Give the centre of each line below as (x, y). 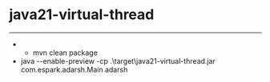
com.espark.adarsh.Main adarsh (74, 69)
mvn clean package (65, 53)
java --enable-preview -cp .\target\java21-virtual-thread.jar (118, 61)
